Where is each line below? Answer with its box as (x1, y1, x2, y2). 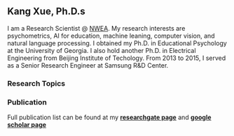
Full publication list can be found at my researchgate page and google (7, 113, 212, 121)
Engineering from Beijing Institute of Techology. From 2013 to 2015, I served (7, 54, 226, 62)
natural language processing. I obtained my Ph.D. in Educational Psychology (7, 38, 228, 47)
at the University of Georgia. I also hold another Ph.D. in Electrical (7, 46, 196, 54)
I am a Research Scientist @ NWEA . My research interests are (7, 24, 186, 32)
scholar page (7, 121, 47, 129)
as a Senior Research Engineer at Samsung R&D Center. (7, 61, 169, 69)
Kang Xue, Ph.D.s (7, 6, 85, 17)
